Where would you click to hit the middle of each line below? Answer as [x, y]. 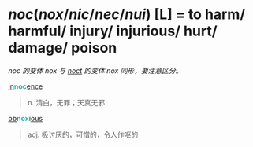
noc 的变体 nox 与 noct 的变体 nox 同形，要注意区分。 [95, 70]
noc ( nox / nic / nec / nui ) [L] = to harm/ [127, 15]
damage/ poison [63, 48]
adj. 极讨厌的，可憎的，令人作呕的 [83, 134]
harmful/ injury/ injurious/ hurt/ [113, 31]
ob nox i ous [26, 118]
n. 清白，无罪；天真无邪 [66, 102]
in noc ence [26, 86]
